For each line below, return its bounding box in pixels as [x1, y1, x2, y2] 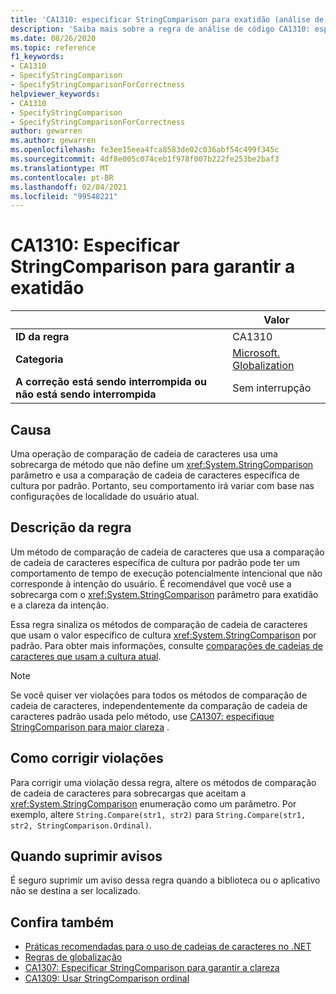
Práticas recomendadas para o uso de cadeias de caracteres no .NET [24, 941, 312, 953]
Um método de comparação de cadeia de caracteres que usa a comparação [10, 546, 325, 558]
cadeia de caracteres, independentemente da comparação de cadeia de [10, 699, 308, 711]
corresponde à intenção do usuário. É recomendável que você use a [10, 577, 292, 590]
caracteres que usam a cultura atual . [10, 650, 162, 662]
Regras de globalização [24, 951, 123, 963]
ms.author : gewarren [10, 136, 97, 146]
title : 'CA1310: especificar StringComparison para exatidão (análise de [10, 14, 325, 25]
